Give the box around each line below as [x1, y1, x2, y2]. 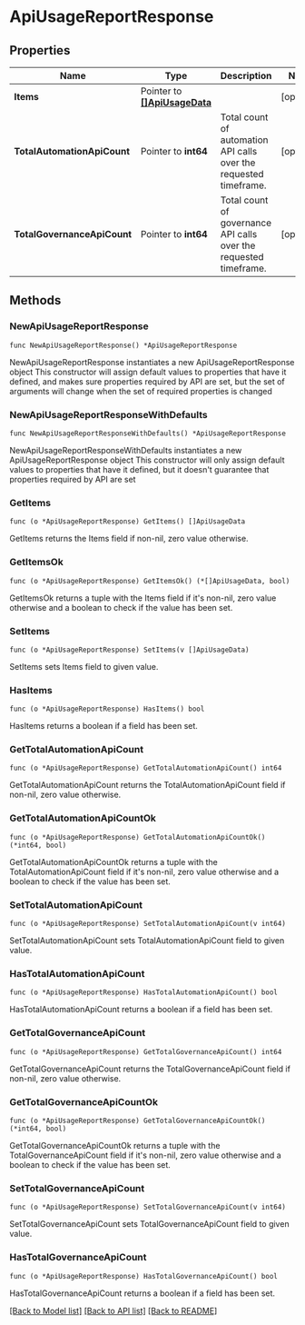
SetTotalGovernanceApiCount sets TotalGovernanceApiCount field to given [9, 1219, 290, 1230]
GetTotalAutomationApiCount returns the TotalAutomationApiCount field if [9, 780, 286, 791]
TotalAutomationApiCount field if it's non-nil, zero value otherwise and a [9, 866, 280, 877]
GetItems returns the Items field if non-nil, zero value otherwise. [9, 533, 249, 544]
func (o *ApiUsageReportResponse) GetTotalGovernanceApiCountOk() [9, 1116, 266, 1125]
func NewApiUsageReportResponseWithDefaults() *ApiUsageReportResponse [9, 429, 286, 438]
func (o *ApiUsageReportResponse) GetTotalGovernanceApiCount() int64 [9, 1047, 282, 1056]
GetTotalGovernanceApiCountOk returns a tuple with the [9, 1140, 221, 1151]
